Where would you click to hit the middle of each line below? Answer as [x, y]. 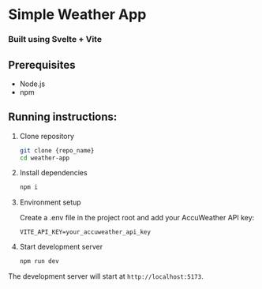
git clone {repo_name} [57, 150]
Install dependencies [54, 173]
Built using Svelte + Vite [55, 39]
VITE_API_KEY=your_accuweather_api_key [85, 232]
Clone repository [47, 136]
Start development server [61, 247]
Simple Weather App [77, 15]
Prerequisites [42, 65]
